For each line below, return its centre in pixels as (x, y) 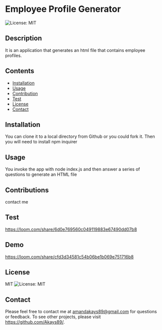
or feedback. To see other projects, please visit (53, 317)
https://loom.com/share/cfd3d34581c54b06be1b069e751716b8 (70, 257)
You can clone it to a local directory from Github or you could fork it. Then (80, 136)
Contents (20, 71)
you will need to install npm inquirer (41, 142)
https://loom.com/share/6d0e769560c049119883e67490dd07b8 (71, 229)
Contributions (27, 190)
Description (23, 38)
